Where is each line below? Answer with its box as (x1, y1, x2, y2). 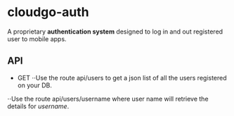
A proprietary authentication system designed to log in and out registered (7, 27, 223, 36)
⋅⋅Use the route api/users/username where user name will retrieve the (7, 94, 209, 103)
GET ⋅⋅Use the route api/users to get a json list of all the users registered (17, 73, 227, 82)
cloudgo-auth (7, 4, 89, 20)
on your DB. (17, 81, 53, 89)
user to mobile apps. (7, 34, 67, 43)
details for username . (7, 102, 70, 110)
